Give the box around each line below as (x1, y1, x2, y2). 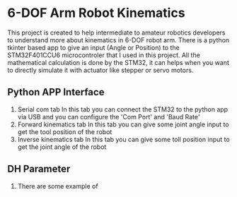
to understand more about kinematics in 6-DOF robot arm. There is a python (7, 35, 230, 44)
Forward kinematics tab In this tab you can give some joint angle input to (17, 120, 229, 129)
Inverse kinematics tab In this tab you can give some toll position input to (17, 135, 230, 143)
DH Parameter (7, 163, 71, 175)
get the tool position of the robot (17, 127, 112, 136)
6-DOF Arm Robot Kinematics (7, 5, 185, 21)
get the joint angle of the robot (17, 143, 107, 151)
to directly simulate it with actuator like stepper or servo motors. (7, 66, 194, 74)
